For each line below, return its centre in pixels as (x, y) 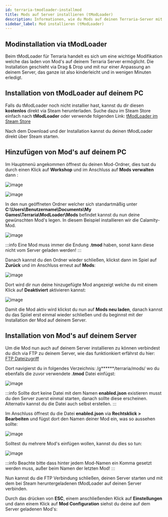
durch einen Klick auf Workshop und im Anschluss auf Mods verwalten (79, 169)
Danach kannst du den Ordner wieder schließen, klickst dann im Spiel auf (81, 260)
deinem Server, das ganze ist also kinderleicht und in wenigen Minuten (78, 72)
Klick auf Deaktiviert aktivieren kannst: (46, 290)
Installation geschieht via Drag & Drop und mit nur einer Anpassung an (78, 67)
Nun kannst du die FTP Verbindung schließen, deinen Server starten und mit (84, 478)
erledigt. (14, 78)
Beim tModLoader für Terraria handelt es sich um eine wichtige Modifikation (84, 56)
